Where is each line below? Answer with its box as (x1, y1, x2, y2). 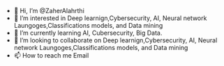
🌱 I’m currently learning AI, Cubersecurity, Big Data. (13, 28, 163, 37)
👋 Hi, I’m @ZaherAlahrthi (13, 7, 85, 15)
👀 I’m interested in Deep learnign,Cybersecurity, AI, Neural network (13, 14, 207, 22)
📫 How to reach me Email (13, 51, 89, 59)
